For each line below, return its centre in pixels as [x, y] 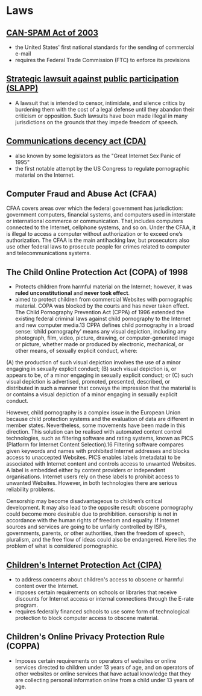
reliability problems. [31, 490]
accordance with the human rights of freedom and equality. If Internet [93, 520]
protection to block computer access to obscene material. [87, 618]
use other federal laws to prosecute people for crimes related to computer [98, 247]
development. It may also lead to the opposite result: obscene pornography [100, 508]
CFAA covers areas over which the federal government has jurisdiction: [95, 208]
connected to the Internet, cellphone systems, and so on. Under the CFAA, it [101, 227]
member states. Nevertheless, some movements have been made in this [96, 425]
